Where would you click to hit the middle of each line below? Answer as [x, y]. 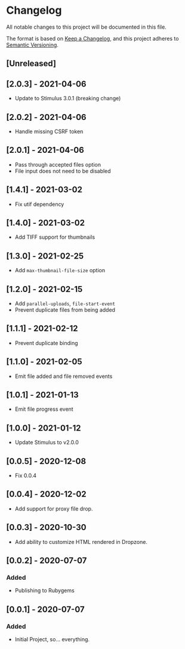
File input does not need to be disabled [63, 171]
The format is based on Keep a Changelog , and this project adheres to [92, 38]
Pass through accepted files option [58, 164]
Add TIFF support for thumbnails [55, 237]
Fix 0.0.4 [26, 476]
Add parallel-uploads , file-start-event [65, 304]
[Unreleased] [31, 64]
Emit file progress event [44, 409]
